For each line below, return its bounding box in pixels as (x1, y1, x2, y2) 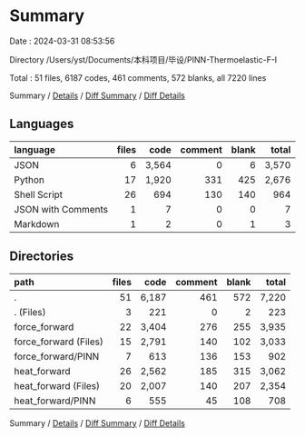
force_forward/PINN (14, 350, 100, 363)
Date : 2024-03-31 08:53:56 (9, 35, 115, 46)
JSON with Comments (14, 203, 109, 215)
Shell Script (14, 188, 64, 201)
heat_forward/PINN (14, 394, 96, 407)
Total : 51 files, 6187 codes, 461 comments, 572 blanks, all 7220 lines (9, 72, 267, 83)
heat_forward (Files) (14, 379, 101, 392)
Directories (9, 249, 74, 264)
